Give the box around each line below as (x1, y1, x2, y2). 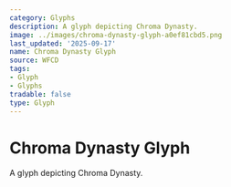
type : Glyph (9, 98, 55, 108)
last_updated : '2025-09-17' (9, 38, 117, 48)
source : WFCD (9, 56, 59, 65)
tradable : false (9, 89, 71, 99)
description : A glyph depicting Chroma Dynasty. (9, 22, 198, 31)
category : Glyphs (9, 13, 76, 23)
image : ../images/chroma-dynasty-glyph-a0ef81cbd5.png (9, 30, 223, 39)
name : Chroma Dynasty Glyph (9, 47, 117, 57)
